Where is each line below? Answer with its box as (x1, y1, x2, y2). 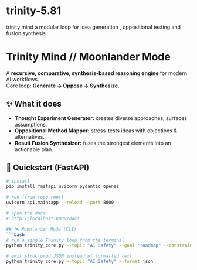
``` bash (6, 231, 25, 238)
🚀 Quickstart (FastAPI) (6, 163, 90, 173)
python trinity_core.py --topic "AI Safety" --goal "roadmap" (6, 242, 161, 248)
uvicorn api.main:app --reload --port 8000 (6, 200, 114, 206)
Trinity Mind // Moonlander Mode (6, 50, 171, 64)
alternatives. (14, 133, 45, 140)
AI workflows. (6, 76, 39, 83)
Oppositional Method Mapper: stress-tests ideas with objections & (14, 127, 178, 134)
